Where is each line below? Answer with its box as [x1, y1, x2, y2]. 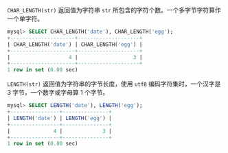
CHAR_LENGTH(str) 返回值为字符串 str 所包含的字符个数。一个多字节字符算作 [7, 6, 221, 14]
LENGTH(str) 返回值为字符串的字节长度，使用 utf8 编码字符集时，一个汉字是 [7, 80, 221, 88]
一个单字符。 [7, 14, 43, 23]
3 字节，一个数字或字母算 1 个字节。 [7, 89, 109, 97]
